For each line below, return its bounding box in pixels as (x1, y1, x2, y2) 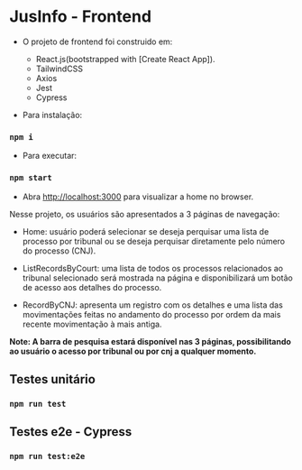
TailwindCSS (35, 63, 84, 74)
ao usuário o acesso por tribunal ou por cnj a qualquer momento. (9, 346, 257, 356)
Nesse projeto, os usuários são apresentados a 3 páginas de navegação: (9, 208, 280, 219)
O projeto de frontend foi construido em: (22, 36, 173, 47)
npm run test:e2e (9, 451, 86, 462)
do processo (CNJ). (22, 245, 96, 256)
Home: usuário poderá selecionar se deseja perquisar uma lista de (22, 226, 270, 236)
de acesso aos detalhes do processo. (22, 281, 162, 292)
